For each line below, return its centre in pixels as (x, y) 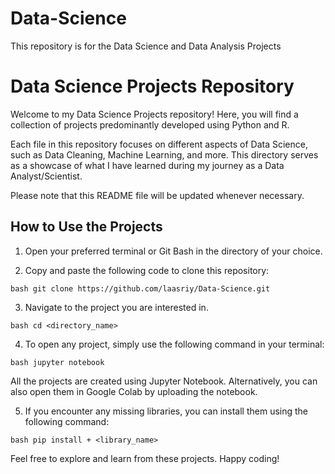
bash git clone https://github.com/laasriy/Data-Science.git (140, 288)
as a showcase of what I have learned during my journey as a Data (147, 165)
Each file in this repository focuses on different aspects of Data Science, (159, 144)
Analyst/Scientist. (46, 176)
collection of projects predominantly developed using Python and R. (150, 124)
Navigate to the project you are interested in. (116, 307)
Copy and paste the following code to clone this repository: (147, 270)
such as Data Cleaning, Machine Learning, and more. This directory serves (164, 154)
